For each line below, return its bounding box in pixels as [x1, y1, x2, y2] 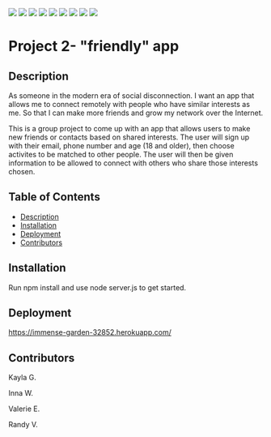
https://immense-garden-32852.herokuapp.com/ [8, 328, 171, 337]
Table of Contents [8, 191, 101, 204]
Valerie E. [8, 404, 40, 413]
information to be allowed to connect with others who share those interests [8, 158, 259, 168]
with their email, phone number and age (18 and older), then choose [8, 141, 235, 150]
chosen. [8, 167, 36, 176]
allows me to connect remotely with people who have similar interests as [8, 100, 251, 109]
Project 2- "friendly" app [8, 37, 180, 56]
